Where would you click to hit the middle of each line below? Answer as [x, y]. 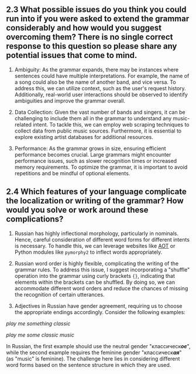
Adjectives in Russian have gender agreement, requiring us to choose [98, 306]
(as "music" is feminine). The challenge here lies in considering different [93, 358]
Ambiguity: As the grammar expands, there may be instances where [97, 69]
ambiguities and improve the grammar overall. [70, 101]
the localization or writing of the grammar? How [95, 201]
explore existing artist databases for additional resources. [84, 137]
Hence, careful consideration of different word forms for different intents [102, 239]
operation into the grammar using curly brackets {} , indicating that [95, 276]
